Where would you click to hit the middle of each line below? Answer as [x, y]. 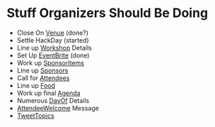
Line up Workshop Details [54, 48]
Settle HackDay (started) [53, 40]
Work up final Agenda [48, 93]
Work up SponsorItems [50, 62]
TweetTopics [35, 116]
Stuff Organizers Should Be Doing [107, 13]
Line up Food [36, 85]
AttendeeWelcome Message [58, 108]
